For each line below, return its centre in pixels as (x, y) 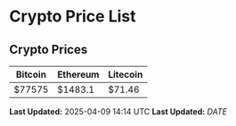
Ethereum (78, 75)
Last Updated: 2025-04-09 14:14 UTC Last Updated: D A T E (118, 112)
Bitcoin (31, 75)
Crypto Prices (49, 50)
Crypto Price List (73, 17)
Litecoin (126, 75)
